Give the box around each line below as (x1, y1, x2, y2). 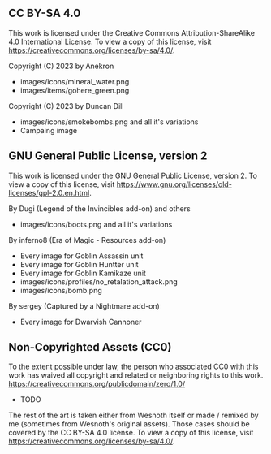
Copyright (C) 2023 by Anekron (8, 61, 114, 71)
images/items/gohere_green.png (19, 85, 130, 95)
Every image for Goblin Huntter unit (19, 259, 140, 269)
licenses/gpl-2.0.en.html (8, 188, 90, 197)
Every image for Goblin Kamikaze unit (19, 268, 146, 278)
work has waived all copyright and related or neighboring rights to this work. (8, 370, 264, 380)
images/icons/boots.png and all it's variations (19, 219, 173, 229)
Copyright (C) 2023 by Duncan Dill (8, 101, 124, 110)
